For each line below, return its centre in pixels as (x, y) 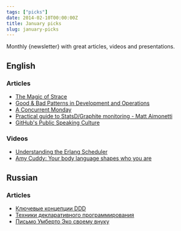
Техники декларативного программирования (75, 214)
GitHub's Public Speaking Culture (57, 123)
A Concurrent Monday (43, 109)
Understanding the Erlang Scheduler (61, 152)
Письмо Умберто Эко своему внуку (62, 221)
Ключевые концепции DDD (51, 208)
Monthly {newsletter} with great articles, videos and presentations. (91, 47)
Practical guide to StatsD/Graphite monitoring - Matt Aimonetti (94, 116)
